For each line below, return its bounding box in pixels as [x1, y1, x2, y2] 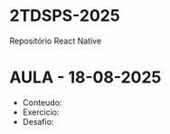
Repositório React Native [9, 35, 102, 46]
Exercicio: [22, 106, 60, 118]
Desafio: [22, 116, 54, 127]
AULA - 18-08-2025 [9, 67, 162, 88]
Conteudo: [22, 97, 62, 108]
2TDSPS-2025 [9, 5, 120, 26]
